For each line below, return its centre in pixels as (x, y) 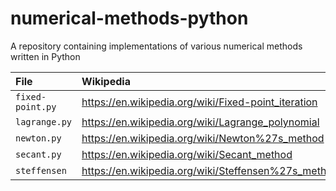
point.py (36, 106)
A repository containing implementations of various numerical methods (156, 46)
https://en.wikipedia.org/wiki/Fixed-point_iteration (199, 102)
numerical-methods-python (129, 18)
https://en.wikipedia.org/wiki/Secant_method (187, 154)
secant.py (38, 154)
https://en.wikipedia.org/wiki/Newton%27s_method (203, 138)
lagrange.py (44, 121)
